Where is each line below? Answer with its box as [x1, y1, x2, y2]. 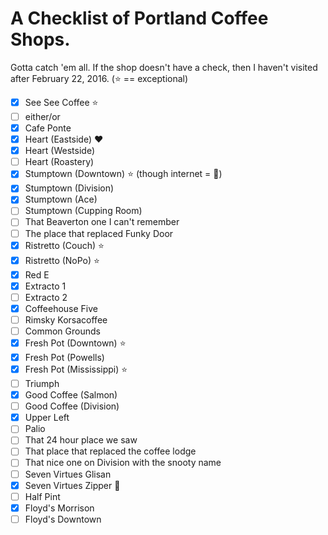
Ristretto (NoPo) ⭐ [24, 254, 100, 266]
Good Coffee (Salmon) [24, 389, 118, 401]
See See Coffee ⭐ [24, 96, 99, 108]
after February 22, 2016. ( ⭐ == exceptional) [10, 72, 189, 84]
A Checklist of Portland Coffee [10, 7, 269, 30]
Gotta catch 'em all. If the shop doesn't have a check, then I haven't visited [10, 61, 318, 73]
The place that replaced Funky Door [24, 227, 174, 239]
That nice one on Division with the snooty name [24, 457, 222, 469]
